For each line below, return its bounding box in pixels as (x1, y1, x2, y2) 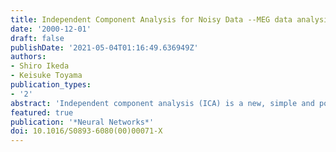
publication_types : (10, 80, 92, 90)
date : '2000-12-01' (10, 24, 92, 34)
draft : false (10, 33, 65, 43)
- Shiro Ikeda (10, 61, 70, 71)
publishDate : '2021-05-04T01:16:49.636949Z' (10, 42, 199, 53)
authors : (10, 52, 47, 62)
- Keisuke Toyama (10, 71, 83, 81)
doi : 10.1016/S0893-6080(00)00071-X (10, 126, 163, 136)
